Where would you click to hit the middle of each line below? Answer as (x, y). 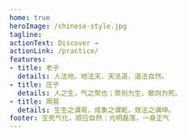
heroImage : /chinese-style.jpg (68, 26)
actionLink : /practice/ (54, 51)
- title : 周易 (35, 101)
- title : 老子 (35, 68)
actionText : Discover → (54, 43)
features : (28, 59)
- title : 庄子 (35, 85)
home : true (30, 18)
